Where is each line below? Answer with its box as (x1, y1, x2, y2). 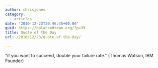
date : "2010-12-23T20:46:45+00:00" (5, 21, 79, 26)
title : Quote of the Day (5, 30, 57, 35)
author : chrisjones (5, 7, 46, 12)
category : (5, 12, 26, 17)
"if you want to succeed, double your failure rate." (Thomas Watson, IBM (5, 52, 154, 58)
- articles (9, 16, 32, 21)
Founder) (5, 58, 24, 64)
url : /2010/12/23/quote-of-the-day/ (5, 35, 81, 40)
